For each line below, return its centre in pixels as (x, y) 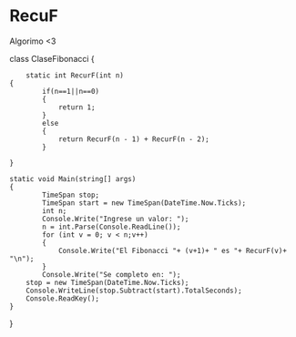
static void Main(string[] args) (73, 179)
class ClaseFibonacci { (52, 58)
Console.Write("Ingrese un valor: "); (116, 219)
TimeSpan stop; (71, 195)
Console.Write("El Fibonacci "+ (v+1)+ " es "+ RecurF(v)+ (172, 250)
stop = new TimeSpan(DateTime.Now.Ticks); (107, 282)
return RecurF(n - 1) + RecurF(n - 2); (133, 139)
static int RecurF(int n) (75, 75)
